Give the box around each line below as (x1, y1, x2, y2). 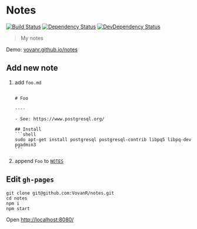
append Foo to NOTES (14, 157, 64, 164)
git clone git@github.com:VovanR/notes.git (6, 190, 115, 196)
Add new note (6, 63, 58, 73)
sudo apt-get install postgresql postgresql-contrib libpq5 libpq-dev (14, 136, 192, 142)
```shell (14, 131, 36, 138)
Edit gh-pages (6, 175, 55, 185)
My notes (20, 34, 44, 41)
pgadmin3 (14, 142, 36, 148)
